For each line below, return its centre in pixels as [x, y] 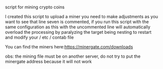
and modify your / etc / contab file [40, 37]
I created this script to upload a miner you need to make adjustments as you [81, 16]
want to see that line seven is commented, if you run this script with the [77, 22]
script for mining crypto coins [35, 7]
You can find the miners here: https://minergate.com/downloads [69, 47]
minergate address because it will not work [48, 61]
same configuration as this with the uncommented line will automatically [78, 27]
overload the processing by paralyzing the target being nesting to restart [78, 32]
